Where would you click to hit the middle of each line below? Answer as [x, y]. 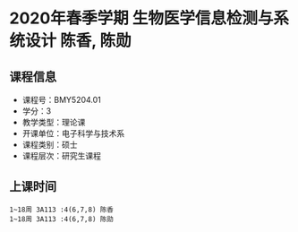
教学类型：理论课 [54, 122]
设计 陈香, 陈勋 [78, 41]
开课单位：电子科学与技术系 [73, 133]
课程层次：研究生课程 [61, 156]
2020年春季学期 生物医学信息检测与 [141, 18]
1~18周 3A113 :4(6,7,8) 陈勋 [62, 219]
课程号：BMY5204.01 [61, 100]
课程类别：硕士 [50, 145]
